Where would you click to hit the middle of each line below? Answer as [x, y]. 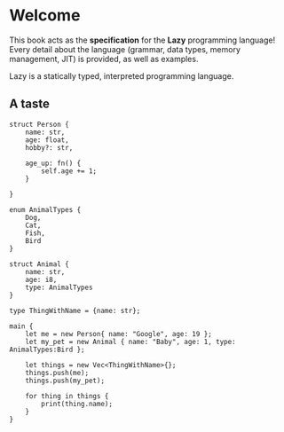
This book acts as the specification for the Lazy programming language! [142, 40]
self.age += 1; [69, 171]
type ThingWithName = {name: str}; [75, 310]
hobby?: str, [49, 147]
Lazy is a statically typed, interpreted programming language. [122, 75]
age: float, [47, 140]
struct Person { [39, 124]
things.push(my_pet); [65, 381]
